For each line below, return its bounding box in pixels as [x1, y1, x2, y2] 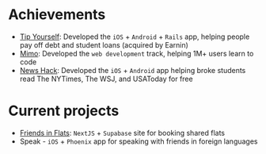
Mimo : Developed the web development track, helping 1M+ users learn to [19, 48, 254, 58]
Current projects [8, 102, 120, 120]
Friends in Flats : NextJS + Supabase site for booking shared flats [19, 128, 226, 137]
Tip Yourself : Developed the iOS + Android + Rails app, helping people [19, 32, 250, 41]
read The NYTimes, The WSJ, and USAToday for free [19, 74, 193, 83]
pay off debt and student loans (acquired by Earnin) [19, 40, 188, 49]
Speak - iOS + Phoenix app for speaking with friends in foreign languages [19, 137, 259, 146]
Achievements [8, 6, 106, 24]
